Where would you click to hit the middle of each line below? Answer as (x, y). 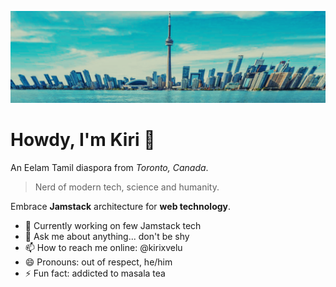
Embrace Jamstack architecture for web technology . (121, 206)
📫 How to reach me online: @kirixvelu (103, 247)
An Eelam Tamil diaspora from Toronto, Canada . (109, 167)
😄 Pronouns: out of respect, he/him (98, 262)
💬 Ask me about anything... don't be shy (107, 236)
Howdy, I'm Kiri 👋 (83, 139)
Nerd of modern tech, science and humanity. (127, 187)
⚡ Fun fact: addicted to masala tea (95, 273)
